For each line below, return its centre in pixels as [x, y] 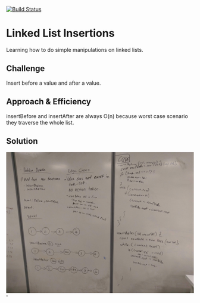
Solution [22, 141]
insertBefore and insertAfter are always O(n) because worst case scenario [97, 116]
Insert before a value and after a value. [54, 83]
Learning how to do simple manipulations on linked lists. [75, 50]
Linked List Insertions [60, 33]
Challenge [26, 69]
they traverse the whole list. [40, 122]
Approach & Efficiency [49, 102]
